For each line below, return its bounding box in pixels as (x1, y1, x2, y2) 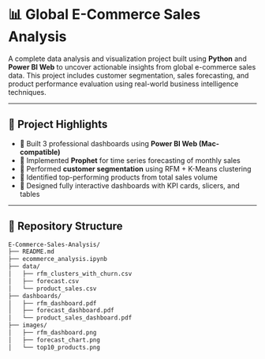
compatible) (19, 147, 61, 157)
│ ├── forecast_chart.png (8, 336, 101, 344)
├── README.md (8, 248, 55, 256)
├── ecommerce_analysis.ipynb (8, 255, 108, 263)
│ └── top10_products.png (8, 343, 101, 351)
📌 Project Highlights (8, 118, 108, 131)
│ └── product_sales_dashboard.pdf (8, 314, 132, 322)
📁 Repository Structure (8, 220, 123, 233)
